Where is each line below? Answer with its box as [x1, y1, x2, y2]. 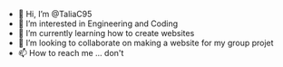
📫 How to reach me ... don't [17, 48, 124, 58]
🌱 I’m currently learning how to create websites [17, 28, 195, 38]
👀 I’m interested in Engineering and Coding [17, 18, 179, 29]
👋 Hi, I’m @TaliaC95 [17, 9, 93, 19]
